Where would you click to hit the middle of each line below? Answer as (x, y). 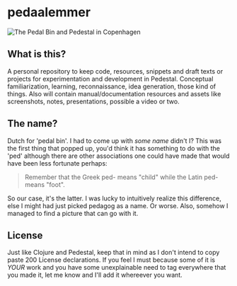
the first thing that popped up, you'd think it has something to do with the (114, 148)
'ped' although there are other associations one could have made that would (118, 156)
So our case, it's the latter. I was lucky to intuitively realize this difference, (114, 198)
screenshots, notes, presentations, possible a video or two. (93, 101)
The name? (33, 124)
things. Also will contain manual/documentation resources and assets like (114, 93)
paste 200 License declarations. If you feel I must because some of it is (111, 260)
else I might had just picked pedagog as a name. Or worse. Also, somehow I (118, 205)
